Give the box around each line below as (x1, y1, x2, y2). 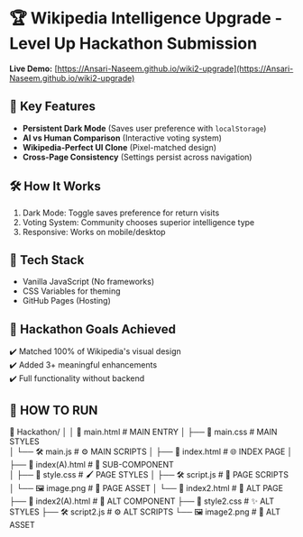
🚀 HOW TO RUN (9, 403, 98, 418)
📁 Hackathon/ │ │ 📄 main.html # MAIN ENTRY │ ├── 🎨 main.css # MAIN (9, 426, 278, 437)
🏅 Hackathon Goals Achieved (9, 322, 176, 337)
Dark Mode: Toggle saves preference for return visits (22, 207, 220, 218)
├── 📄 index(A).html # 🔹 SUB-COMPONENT (9, 460, 174, 469)
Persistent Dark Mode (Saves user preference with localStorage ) (22, 123, 267, 133)
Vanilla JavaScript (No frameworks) (22, 277, 155, 287)
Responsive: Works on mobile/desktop (22, 226, 166, 237)
